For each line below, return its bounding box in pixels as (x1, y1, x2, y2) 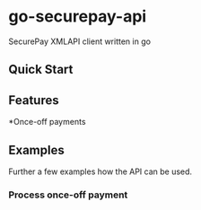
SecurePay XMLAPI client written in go (8, 36, 152, 47)
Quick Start (8, 62, 74, 77)
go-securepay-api (8, 6, 147, 27)
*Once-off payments (8, 117, 86, 127)
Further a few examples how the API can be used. (8, 166, 193, 177)
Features (8, 92, 59, 108)
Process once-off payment (8, 188, 128, 201)
